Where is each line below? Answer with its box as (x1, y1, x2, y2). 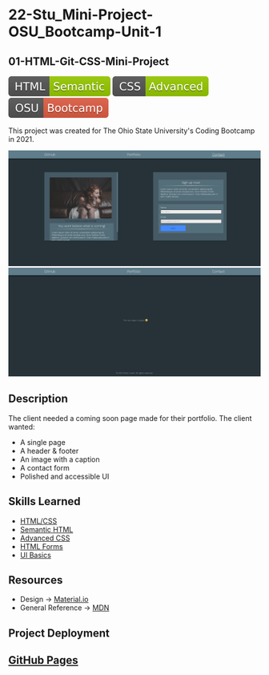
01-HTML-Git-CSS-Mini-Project (8, 55, 170, 68)
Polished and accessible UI (19, 471, 110, 481)
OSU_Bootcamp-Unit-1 (8, 22, 162, 41)
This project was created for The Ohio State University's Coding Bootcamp (8, 126, 255, 135)
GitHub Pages (8, 653, 78, 667)
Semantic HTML (19, 524, 74, 534)
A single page (19, 437, 66, 447)
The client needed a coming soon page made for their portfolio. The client (8, 413, 252, 422)
